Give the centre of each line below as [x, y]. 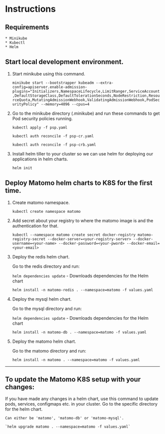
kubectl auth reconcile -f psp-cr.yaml [53, 136]
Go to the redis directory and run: [46, 266]
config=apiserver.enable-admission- [50, 87]
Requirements [27, 27]
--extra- [105, 83]
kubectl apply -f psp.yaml [40, 128]
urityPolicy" [26, 104]
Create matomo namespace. [41, 203]
